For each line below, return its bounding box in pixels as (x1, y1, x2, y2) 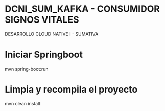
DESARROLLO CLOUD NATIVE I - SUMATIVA (5, 31, 99, 37)
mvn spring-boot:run (5, 65, 49, 72)
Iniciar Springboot (5, 49, 83, 60)
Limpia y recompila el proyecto (5, 84, 138, 95)
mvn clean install (5, 100, 40, 106)
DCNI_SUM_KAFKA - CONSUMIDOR (5, 3, 160, 15)
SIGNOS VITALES (5, 14, 80, 26)
